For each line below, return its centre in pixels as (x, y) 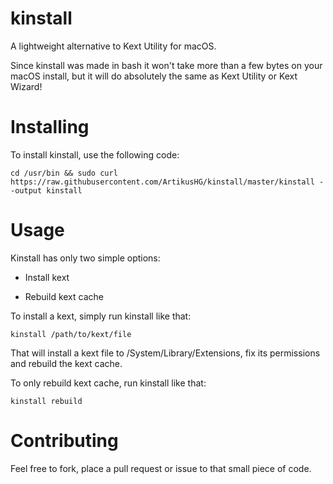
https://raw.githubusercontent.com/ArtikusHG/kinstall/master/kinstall (162, 182)
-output (26, 190)
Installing (50, 127)
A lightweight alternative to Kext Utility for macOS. (113, 46)
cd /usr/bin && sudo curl (64, 173)
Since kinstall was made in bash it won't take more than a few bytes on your (166, 65)
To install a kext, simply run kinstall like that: (101, 316)
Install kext (47, 277)
